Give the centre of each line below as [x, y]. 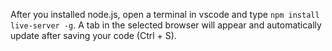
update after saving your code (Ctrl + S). [93, 35]
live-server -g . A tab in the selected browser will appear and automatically [166, 25]
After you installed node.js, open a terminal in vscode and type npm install [165, 14]
